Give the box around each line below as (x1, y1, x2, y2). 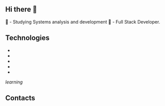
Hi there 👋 (5, 5, 37, 14)
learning (5, 79, 23, 85)
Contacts (5, 94, 36, 102)
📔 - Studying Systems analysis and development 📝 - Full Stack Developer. (5, 18, 160, 25)
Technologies (5, 34, 50, 43)
